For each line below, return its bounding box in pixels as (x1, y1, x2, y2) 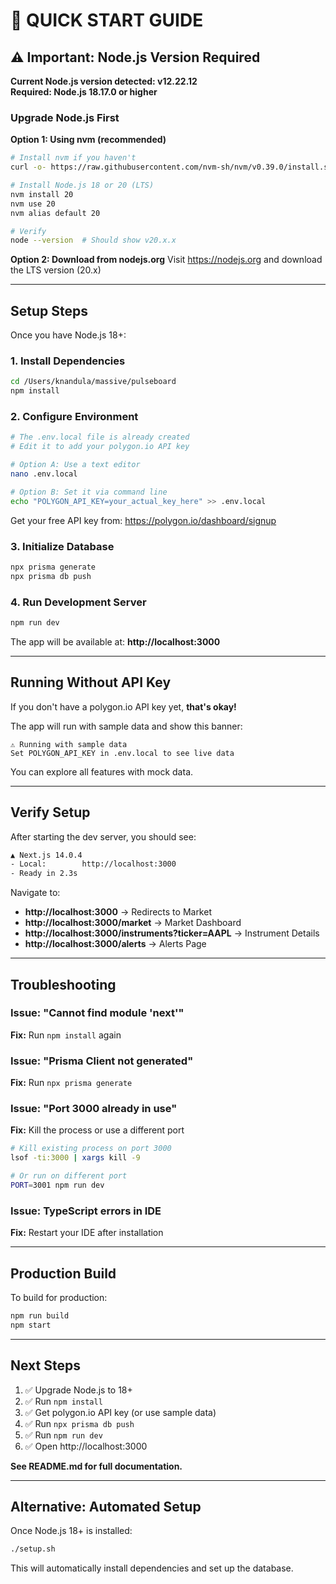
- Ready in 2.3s (10, 869, 78, 879)
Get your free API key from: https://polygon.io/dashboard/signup (10, 514, 277, 526)
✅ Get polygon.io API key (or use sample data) (24, 1406, 217, 1418)
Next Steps (10, 1357, 81, 1374)
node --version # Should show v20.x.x (10, 235, 177, 246)
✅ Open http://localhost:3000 (24, 1440, 148, 1452)
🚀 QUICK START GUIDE (10, 9, 204, 32)
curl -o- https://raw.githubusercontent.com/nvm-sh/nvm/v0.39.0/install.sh (10, 162, 333, 173)
